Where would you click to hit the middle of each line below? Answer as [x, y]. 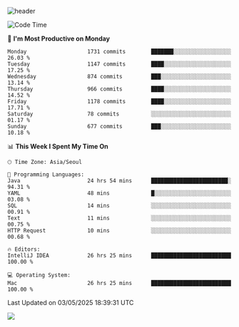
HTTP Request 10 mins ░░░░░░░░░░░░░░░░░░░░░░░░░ [119, 231]
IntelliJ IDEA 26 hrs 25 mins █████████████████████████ [119, 256]
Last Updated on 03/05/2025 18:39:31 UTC [71, 302]
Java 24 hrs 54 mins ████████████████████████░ [119, 181]
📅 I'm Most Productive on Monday [59, 38]
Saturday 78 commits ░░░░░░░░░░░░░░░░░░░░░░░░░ [119, 114]
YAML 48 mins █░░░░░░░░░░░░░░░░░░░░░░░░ [119, 193]
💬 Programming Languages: [46, 175]
